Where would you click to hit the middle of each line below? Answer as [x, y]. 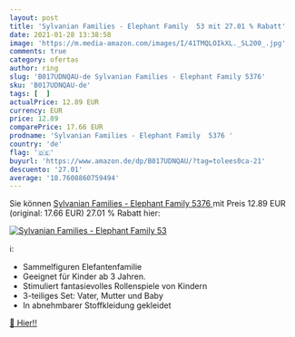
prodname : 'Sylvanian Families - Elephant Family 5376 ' [121, 136]
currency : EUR [36, 111]
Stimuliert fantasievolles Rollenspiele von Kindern [115, 286]
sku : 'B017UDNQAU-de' [50, 85]
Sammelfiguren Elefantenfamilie [82, 267]
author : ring [34, 69]
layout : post [34, 18]
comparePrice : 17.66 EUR [56, 128]
